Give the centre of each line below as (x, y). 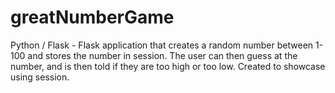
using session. (40, 77)
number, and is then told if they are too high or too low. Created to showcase (168, 66)
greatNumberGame (92, 17)
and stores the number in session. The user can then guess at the (162, 55)
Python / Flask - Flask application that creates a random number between (162, 45)
